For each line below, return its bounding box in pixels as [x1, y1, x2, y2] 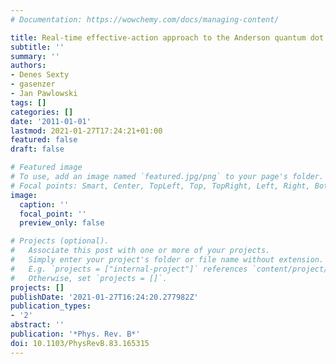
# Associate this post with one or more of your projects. [10, 246, 271, 256]
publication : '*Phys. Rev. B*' [10, 329, 141, 339]
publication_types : [10, 301, 92, 311]
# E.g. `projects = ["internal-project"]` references [10, 264, 248, 274]
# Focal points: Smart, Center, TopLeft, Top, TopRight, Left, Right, [10, 181, 311, 191]
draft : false [10, 144, 65, 155]
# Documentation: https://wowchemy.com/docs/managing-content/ [10, 14, 280, 25]
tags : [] [10, 97, 47, 108]
